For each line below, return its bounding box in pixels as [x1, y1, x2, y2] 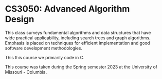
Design [5, 14, 35, 25]
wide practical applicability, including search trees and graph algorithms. [5, 35, 151, 41]
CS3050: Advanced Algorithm [5, 3, 130, 15]
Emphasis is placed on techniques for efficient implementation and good [5, 40, 150, 46]
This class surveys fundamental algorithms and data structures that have [5, 30, 151, 35]
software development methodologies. [5, 45, 83, 51]
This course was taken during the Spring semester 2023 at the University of [5, 64, 158, 70]
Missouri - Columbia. [5, 69, 47, 75]
